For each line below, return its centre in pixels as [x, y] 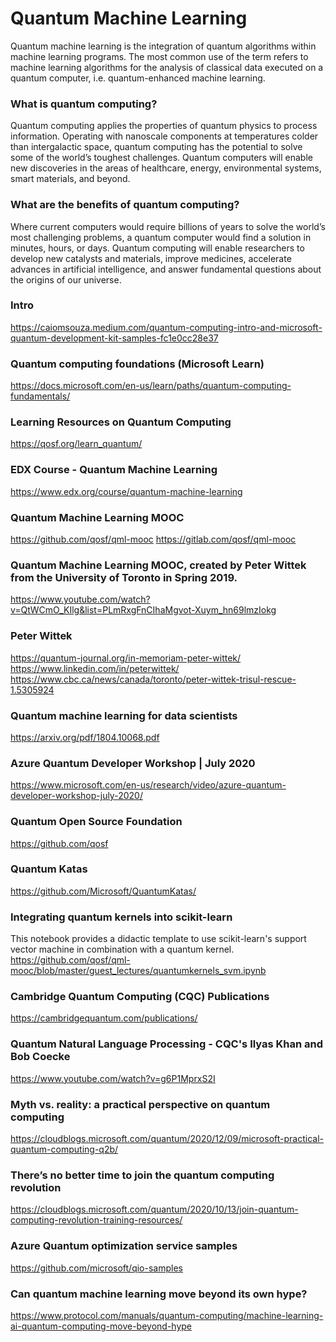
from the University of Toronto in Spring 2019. [124, 577]
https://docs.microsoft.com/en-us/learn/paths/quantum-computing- [151, 386]
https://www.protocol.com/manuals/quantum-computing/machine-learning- [167, 1315]
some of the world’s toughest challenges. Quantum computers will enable [161, 158]
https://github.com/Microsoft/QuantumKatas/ [103, 891]
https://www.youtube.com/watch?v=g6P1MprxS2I [113, 1078]
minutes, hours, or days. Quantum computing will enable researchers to [157, 248]
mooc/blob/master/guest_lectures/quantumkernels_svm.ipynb [138, 971]
